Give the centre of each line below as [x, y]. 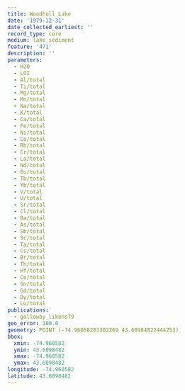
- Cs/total [30, 251]
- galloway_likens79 [44, 317]
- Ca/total [30, 119]
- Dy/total [30, 297]
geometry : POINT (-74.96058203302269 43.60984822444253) [93, 330]
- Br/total [30, 258]
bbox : [15, 336]
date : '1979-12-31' [36, 21]
